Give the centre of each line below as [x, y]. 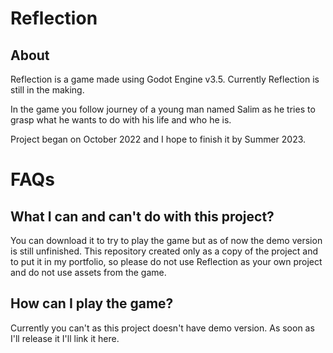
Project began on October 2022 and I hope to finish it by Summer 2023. [158, 139]
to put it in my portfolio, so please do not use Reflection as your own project [166, 261]
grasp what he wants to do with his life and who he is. [121, 120]
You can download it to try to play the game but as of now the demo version [166, 240]
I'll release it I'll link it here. [65, 338]
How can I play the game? [92, 303]
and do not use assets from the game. [88, 272]
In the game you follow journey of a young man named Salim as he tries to [163, 109]
